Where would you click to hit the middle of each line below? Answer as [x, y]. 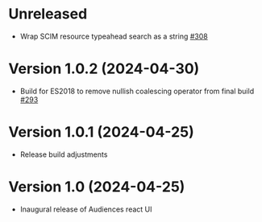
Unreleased [48, 14]
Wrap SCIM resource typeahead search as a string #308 [114, 36]
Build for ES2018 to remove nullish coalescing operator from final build [137, 91]
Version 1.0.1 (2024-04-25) [102, 132]
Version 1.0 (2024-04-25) [97, 187]
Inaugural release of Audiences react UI [86, 209]
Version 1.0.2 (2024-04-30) [104, 69]
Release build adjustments [64, 154]
